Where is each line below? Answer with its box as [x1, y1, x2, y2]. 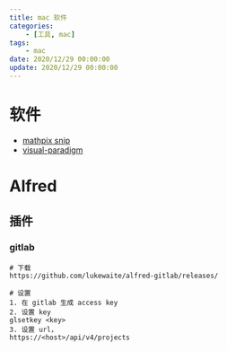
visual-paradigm [22, 145, 83, 155]
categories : [9, 22, 54, 31]
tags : [9, 38, 30, 48]
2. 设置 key [9, 307, 51, 317]
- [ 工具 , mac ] [25, 30, 75, 39]
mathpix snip [22, 135, 70, 145]
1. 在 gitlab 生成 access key [9, 298, 118, 307]
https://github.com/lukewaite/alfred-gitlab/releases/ [9, 271, 219, 280]
